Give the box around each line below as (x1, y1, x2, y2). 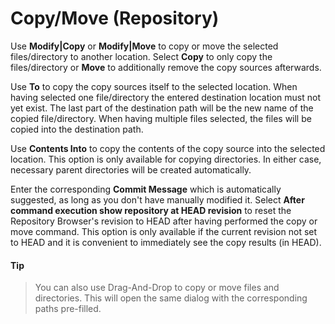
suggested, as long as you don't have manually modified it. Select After (10, 193, 305, 206)
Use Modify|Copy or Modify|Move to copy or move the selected (10, 40, 279, 52)
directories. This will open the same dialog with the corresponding (34, 292, 308, 304)
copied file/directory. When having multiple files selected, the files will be (10, 112, 312, 124)
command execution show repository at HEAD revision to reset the (10, 204, 292, 216)
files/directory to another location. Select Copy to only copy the (10, 50, 273, 62)
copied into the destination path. (10, 123, 144, 135)
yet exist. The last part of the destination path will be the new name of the (10, 102, 314, 114)
